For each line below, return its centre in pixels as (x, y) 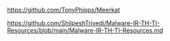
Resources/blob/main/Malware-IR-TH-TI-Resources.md (85, 30)
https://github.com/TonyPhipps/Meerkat (64, 10)
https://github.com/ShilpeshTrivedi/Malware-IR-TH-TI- (84, 23)
